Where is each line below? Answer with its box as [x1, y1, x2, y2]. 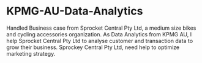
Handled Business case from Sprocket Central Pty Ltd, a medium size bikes [6, 24, 196, 31]
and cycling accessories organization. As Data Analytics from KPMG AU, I [6, 30, 192, 38]
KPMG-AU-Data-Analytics [6, 4, 143, 18]
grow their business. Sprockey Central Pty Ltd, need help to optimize [6, 44, 180, 51]
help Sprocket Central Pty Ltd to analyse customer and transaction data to [6, 37, 193, 44]
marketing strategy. [6, 50, 56, 57]
